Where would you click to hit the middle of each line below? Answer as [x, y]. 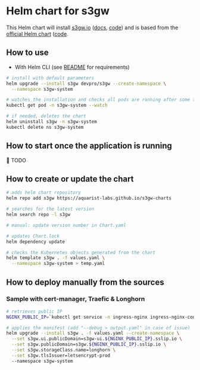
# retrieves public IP [34, 312]
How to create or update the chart [70, 179]
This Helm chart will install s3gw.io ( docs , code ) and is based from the [92, 27]
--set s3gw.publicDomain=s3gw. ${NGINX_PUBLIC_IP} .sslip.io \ [89, 344]
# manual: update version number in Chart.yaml [66, 225]
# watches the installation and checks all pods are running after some [98, 100]
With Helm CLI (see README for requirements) [72, 67]
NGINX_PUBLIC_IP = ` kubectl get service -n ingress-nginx [77, 317]
